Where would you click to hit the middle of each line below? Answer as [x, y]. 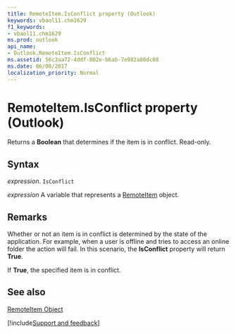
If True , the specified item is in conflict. [64, 270]
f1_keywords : [26, 27]
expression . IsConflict [41, 181]
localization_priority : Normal [53, 73]
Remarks [27, 217]
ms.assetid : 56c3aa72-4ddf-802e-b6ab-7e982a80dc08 [83, 60]
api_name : [22, 47]
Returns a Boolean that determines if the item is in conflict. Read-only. [109, 142]
